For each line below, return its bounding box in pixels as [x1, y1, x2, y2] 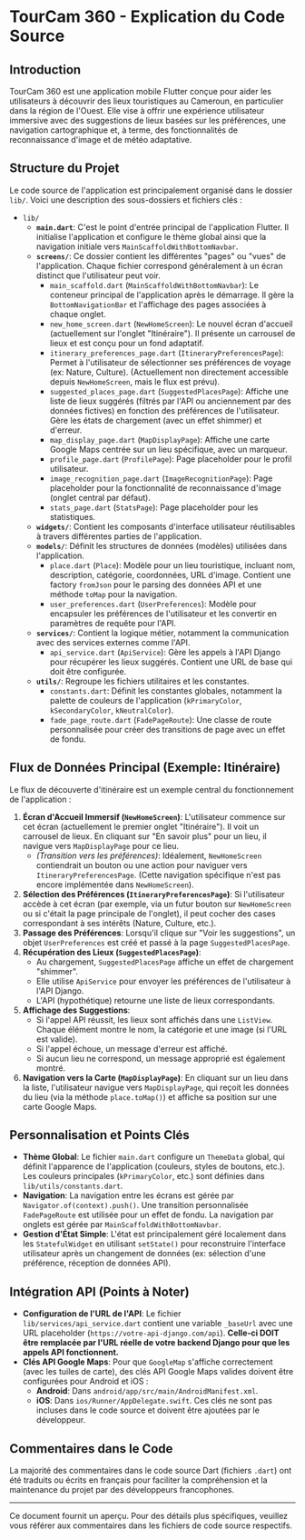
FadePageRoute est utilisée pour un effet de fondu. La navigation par [22, 1209, 274, 1220]
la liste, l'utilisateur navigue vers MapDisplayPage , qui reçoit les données [22, 1082, 290, 1093]
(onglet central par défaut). [49, 492, 152, 503]
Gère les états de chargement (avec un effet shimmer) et [49, 415, 262, 425]
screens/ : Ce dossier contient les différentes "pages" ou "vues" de [35, 250, 286, 261]
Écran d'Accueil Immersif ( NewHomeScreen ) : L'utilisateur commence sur [22, 811, 286, 822]
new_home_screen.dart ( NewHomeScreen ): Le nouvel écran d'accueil [49, 318, 293, 329]
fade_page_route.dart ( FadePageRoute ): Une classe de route [49, 714, 272, 725]
